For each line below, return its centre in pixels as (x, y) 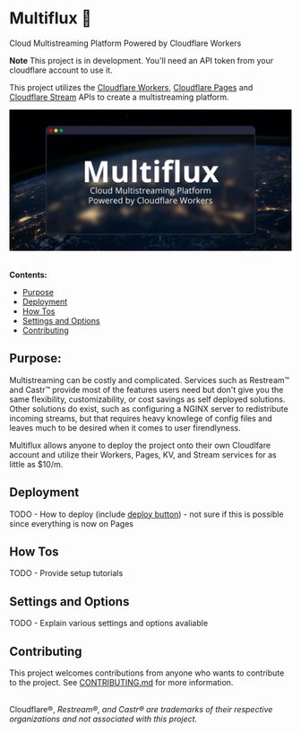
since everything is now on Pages (72, 523)
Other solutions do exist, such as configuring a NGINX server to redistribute (149, 408)
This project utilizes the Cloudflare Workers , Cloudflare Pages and (131, 87)
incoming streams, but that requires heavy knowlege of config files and (141, 418)
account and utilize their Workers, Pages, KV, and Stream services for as (143, 454)
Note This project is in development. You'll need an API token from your (142, 60)
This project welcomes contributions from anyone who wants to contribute (147, 673)
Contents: (28, 275)
